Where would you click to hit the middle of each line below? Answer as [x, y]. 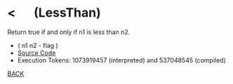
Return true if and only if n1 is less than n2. [69, 32]
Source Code [36, 53]
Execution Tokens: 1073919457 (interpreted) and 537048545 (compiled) [121, 60]
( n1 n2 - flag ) [38, 45]
